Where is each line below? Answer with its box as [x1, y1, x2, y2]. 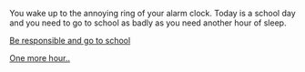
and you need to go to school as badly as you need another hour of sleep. [9, 17, 287, 28]
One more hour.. [9, 53, 71, 63]
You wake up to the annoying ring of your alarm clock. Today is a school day [9, 8, 296, 18]
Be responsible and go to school [9, 36, 131, 46]
